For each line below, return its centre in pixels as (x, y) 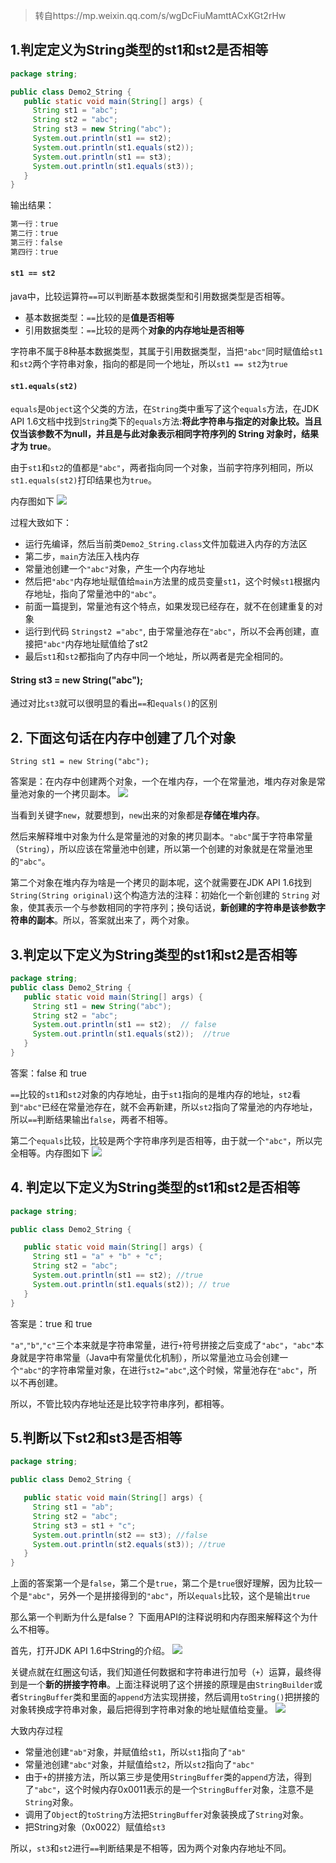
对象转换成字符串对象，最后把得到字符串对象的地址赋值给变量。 (141, 1710)
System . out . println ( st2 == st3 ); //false (120, 1535)
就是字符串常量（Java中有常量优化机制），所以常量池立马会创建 (149, 1357)
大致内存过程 (36, 1731)
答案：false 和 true (48, 1073)
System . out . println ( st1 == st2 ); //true (117, 1275)
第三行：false (36, 243)
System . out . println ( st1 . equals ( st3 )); (113, 166)
